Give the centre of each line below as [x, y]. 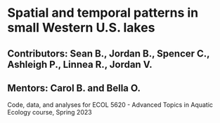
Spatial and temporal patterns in [103, 13]
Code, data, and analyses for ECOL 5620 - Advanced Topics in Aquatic [110, 105]
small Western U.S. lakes [81, 28]
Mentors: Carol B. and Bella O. [74, 88]
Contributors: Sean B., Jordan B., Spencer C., [109, 53]
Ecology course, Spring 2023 [50, 113]
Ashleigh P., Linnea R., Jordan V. [80, 64]
